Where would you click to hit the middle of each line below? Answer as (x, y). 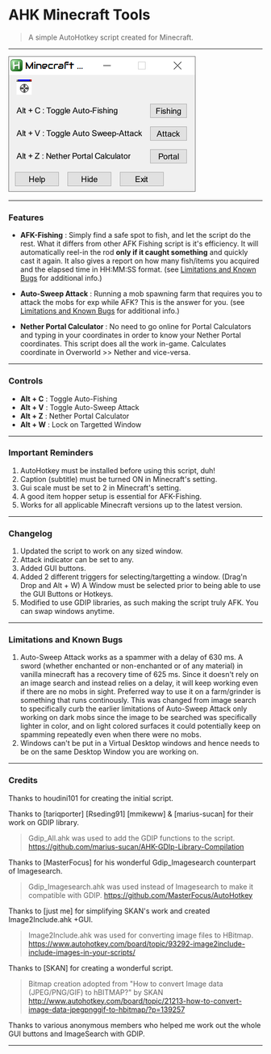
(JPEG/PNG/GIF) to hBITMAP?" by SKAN (96, 992)
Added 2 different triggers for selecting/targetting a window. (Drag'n (133, 577)
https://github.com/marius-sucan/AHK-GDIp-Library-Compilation (136, 846)
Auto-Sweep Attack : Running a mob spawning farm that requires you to (141, 294)
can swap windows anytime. (67, 612)
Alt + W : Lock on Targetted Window (81, 424)
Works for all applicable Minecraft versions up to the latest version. (131, 505)
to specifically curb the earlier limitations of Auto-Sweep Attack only (133, 709)
